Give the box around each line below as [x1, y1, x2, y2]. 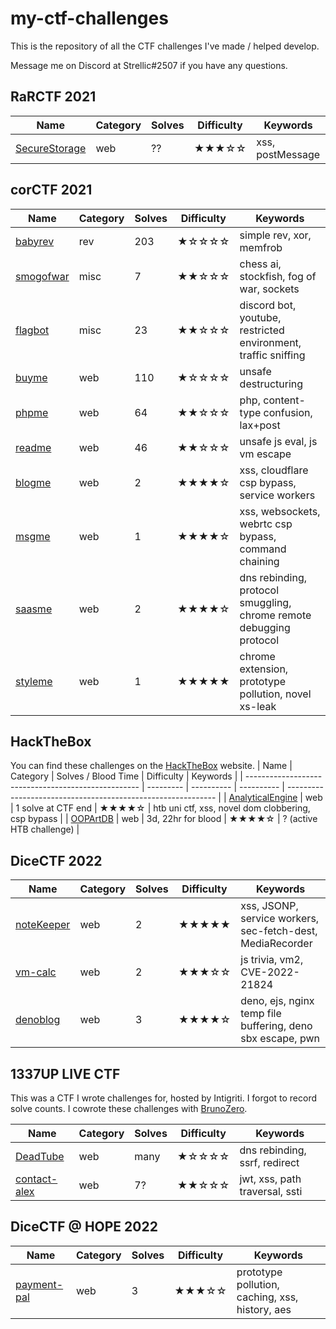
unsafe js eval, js [239, 434, 318, 448]
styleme [15, 674, 53, 688]
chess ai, [239, 257, 282, 271]
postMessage [256, 147, 321, 161]
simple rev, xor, [239, 228, 312, 242]
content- [263, 393, 306, 407]
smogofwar [15, 269, 70, 283]
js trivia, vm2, [240, 953, 304, 967]
